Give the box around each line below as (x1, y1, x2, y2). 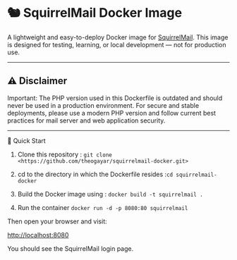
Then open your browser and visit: (7, 217, 107, 225)
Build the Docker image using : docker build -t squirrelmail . (17, 190, 203, 198)
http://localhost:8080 (7, 230, 69, 239)
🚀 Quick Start (7, 136, 46, 144)
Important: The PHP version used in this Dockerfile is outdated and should (7, 94, 223, 102)
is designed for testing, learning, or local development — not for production (7, 40, 226, 49)
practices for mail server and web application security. (7, 116, 166, 125)
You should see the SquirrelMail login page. (7, 244, 134, 253)
